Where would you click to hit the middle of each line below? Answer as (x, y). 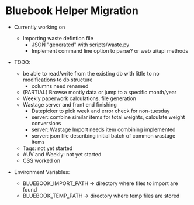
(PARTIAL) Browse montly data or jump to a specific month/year (100, 92)
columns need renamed (60, 86)
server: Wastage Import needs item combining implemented (103, 129)
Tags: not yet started (48, 148)
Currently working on (39, 27)
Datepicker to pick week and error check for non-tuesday (101, 111)
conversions (46, 123)
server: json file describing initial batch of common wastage (103, 135)
